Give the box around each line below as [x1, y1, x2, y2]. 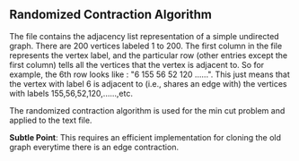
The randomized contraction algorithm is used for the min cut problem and [9, 105, 286, 115]
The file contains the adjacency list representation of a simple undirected [9, 30, 280, 41]
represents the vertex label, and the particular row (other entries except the [9, 49, 288, 61]
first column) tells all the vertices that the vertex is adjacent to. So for [9, 59, 265, 70]
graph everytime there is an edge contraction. [9, 141, 180, 152]
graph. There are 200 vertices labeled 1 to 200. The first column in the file [9, 40, 283, 51]
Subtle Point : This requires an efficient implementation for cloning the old [9, 131, 281, 142]
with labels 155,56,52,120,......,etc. [9, 88, 133, 98]
